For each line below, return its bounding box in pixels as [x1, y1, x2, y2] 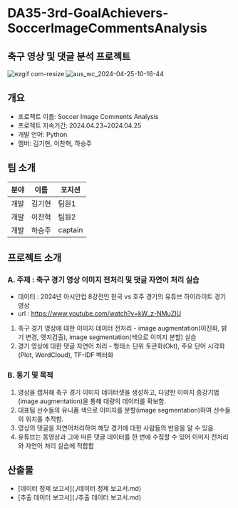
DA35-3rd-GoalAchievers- [7, 5, 169, 21]
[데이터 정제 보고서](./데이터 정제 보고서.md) [17, 484, 141, 493]
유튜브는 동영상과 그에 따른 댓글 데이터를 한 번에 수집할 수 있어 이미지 [17, 432, 210, 441]
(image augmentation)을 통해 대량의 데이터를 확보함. [17, 397, 167, 405]
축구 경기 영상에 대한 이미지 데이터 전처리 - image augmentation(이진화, [17, 324, 220, 333]
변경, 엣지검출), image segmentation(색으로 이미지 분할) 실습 [25, 333, 197, 341]
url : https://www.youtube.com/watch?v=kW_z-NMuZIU [17, 309, 182, 318]
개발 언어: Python [17, 130, 68, 138]
